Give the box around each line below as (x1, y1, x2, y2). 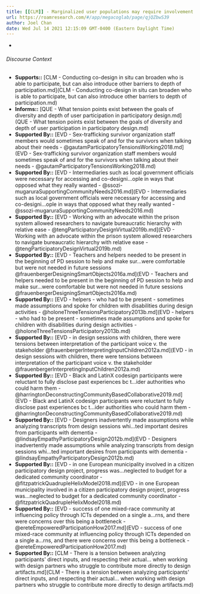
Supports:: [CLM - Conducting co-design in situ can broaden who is (14, 74, 184, 81)
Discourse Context (6, 55, 52, 63)
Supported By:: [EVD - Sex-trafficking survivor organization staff (14, 131, 176, 138)
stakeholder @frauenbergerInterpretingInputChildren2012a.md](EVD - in (14, 347, 193, 354)
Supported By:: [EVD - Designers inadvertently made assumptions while (14, 416, 194, 424)
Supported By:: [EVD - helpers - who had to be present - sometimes (14, 296, 184, 303)
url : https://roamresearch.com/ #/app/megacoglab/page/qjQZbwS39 (6, 14, 170, 20)
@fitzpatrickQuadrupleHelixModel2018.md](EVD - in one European (14, 480, 180, 487)
